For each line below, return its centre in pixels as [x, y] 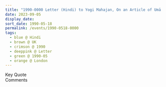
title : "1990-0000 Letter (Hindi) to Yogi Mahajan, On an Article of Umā [83, 10]
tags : [11, 33]
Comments [16, 80]
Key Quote [16, 75]
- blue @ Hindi [25, 38]
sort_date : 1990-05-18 [29, 24]
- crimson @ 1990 [28, 47]
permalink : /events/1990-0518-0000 [42, 28]
